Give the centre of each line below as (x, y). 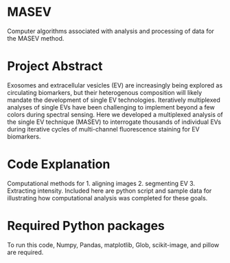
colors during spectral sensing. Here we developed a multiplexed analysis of (115, 114)
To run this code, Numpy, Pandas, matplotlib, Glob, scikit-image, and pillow (113, 244)
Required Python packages (86, 226)
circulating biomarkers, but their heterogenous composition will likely (105, 92)
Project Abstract (55, 66)
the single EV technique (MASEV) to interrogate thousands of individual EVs (114, 122)
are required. (25, 252)
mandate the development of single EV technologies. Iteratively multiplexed (114, 100)
